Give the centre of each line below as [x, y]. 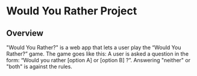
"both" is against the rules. [39, 66]
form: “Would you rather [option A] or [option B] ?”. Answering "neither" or [98, 60]
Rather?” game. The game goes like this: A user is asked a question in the [97, 54]
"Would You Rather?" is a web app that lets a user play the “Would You [94, 47]
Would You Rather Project [72, 11]
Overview [25, 33]
